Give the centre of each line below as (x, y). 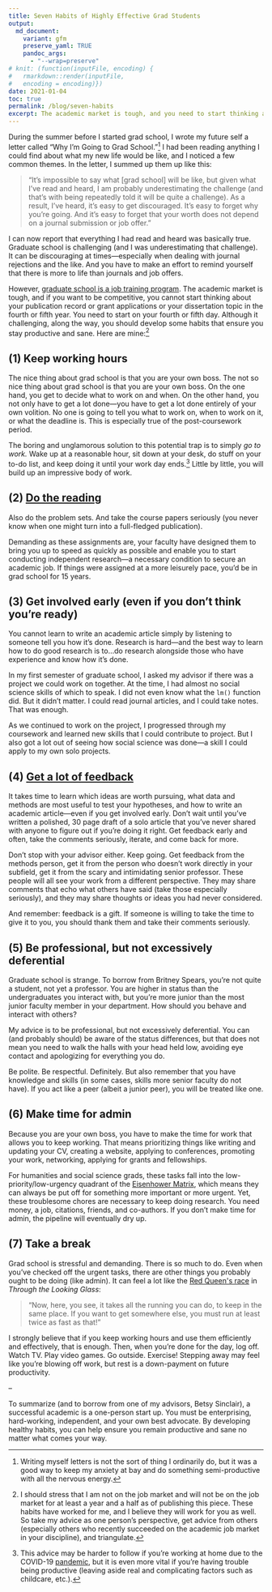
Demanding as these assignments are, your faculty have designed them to (132, 542)
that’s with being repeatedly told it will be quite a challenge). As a (136, 197)
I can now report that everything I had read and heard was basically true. (130, 238)
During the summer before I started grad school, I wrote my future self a (129, 137)
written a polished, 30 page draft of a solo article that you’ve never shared (132, 822)
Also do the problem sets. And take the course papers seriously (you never (134, 517)
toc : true (25, 99)
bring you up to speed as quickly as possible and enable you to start (122, 550)
